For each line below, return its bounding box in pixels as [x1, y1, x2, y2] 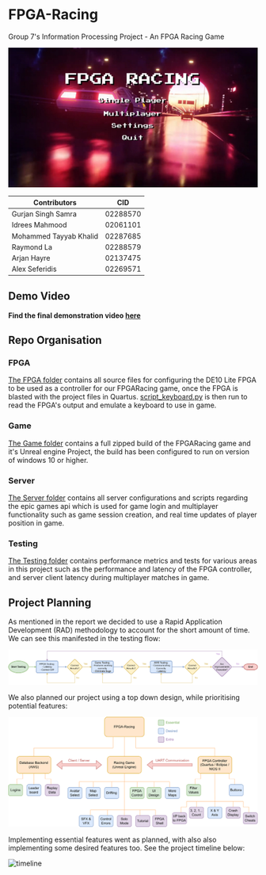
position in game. [8, 518, 65, 528]
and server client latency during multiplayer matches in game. [8, 573, 210, 583]
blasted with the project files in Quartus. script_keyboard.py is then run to [8, 392, 248, 402]
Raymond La [11, 242, 53, 251]
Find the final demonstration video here [8, 311, 141, 320]
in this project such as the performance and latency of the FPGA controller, [8, 564, 253, 574]
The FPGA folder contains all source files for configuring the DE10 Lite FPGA [8, 375, 257, 385]
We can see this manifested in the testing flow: [8, 634, 161, 644]
